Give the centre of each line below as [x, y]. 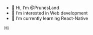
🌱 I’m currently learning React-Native [50, 18]
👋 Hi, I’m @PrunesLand [35, 8]
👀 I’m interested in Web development [50, 13]
